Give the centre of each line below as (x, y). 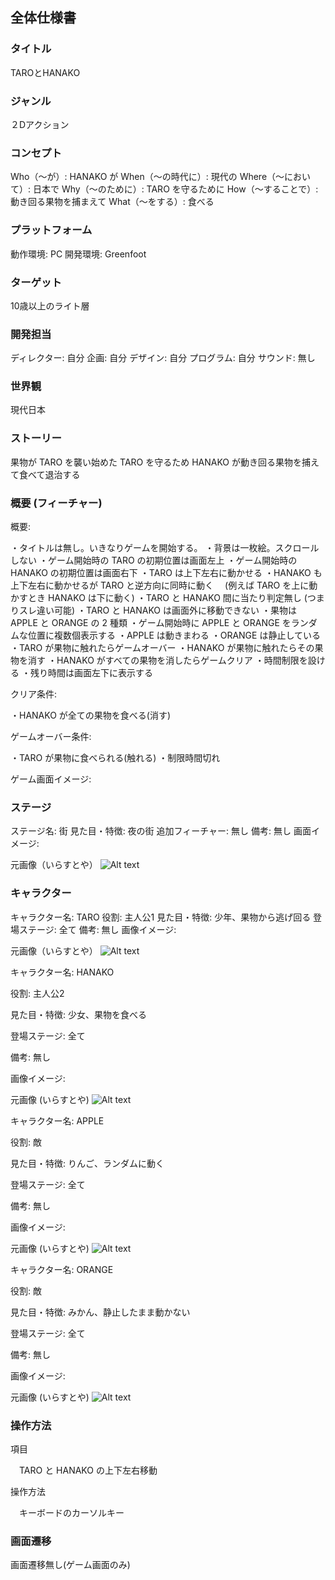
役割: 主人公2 (37, 993)
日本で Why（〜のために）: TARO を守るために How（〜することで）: (175, 189)
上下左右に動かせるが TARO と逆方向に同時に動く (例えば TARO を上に (160, 585)
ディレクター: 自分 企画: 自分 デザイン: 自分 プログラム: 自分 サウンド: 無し (163, 358)
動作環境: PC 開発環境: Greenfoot (78, 254)
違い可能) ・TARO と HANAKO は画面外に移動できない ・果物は (166, 610)
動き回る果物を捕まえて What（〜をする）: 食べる (112, 202)
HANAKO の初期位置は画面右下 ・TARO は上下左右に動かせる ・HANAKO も (166, 573)
